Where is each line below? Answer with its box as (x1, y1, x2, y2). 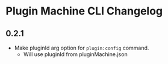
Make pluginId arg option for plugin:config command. (14, 44, 149, 51)
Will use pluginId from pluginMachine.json (23, 51, 128, 58)
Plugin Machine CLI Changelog (5, 4, 163, 18)
